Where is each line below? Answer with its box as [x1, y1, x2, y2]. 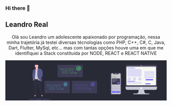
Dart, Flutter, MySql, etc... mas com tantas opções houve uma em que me [8, 44, 164, 50]
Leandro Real [5, 20, 49, 29]
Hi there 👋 [5, 5, 31, 12]
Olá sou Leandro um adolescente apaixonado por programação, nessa [12, 34, 160, 40]
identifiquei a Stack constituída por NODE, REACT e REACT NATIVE [15, 50, 157, 56]
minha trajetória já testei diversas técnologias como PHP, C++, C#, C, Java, [7, 39, 165, 45]
